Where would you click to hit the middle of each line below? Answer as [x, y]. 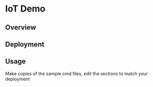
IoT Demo [25, 9]
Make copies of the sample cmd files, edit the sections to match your [76, 73]
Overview [21, 27]
